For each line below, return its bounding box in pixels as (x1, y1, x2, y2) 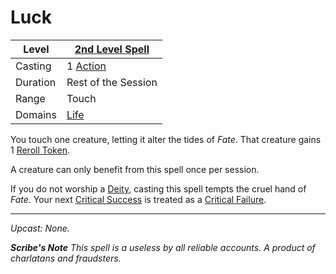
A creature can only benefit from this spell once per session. (10, 163, 260, 175)
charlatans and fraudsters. (10, 252, 122, 264)
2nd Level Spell (74, 42, 150, 56)
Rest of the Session (66, 75, 158, 89)
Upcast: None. (10, 222, 70, 234)
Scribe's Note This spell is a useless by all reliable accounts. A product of (10, 241, 316, 253)
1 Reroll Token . (10, 144, 70, 156)
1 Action (66, 59, 107, 73)
